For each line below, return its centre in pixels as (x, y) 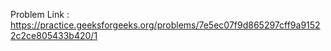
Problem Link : (40, 14)
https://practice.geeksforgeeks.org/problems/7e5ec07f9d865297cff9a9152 (165, 25)
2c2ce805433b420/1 (54, 35)
